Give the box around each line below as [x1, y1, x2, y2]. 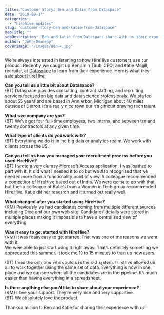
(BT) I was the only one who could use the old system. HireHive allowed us [5, 259, 155, 265]
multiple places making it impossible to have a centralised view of [5, 214, 137, 220]
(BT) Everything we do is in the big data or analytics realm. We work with [5, 138, 151, 144]
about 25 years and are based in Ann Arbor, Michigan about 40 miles [5, 98, 144, 104]
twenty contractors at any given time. [5, 123, 81, 129]
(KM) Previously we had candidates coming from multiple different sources [5, 204, 156, 210]
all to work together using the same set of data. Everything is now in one [5, 264, 151, 270]
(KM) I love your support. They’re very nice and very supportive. [5, 289, 134, 295]
